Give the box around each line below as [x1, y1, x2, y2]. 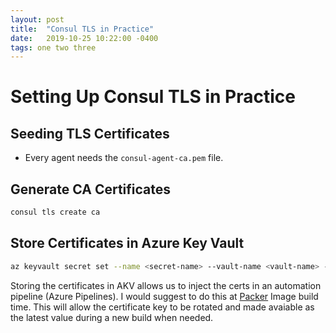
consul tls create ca [10, 207, 101, 218]
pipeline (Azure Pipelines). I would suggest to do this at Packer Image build [10, 290, 319, 302]
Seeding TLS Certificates [10, 125, 170, 142]
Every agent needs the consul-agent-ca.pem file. [24, 152, 224, 164]
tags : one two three [10, 42, 97, 53]
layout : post [10, 14, 65, 25]
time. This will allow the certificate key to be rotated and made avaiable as [10, 301, 315, 313]
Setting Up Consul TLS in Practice [10, 86, 297, 108]
